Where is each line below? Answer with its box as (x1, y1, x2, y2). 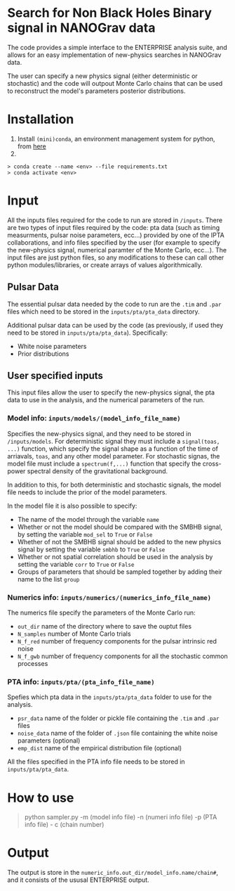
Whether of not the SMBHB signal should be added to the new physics (17, 537, 222, 546)
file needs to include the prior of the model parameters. (7, 487, 167, 496)
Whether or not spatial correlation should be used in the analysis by (17, 552, 213, 560)
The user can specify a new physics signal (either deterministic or (7, 72, 198, 80)
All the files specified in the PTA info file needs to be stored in (7, 757, 185, 766)
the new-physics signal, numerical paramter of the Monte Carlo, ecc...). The (7, 245, 227, 254)
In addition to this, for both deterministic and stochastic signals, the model (7, 480, 222, 489)
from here (17, 142, 47, 150)
